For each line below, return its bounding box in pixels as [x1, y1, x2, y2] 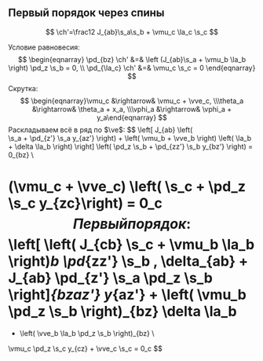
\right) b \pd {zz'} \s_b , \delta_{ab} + [8, 252, 249, 270]
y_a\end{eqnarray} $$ [97, 112, 167, 122]
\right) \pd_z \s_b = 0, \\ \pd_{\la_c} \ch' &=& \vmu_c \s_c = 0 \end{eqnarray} [8, 63, 256, 72]
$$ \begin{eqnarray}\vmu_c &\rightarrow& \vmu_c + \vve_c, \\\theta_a [20, 96, 244, 105]
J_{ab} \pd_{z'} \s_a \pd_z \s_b [8, 269, 214, 286]
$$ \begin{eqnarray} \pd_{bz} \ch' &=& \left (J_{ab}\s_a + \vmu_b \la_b [17, 54, 247, 64]
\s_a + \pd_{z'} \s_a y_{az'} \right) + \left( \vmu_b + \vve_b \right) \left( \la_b [8, 133, 252, 142]
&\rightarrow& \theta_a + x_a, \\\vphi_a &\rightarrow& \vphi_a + [31, 104, 232, 113]
